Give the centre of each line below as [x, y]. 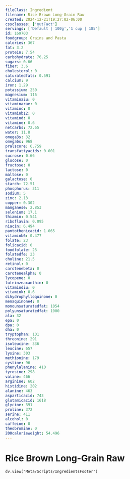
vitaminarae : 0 [21, 104]
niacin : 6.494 [20, 226]
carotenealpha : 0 [23, 273]
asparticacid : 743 [24, 396]
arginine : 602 [20, 381]
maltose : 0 [17, 175]
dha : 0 [12, 330]
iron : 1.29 [17, 85]
